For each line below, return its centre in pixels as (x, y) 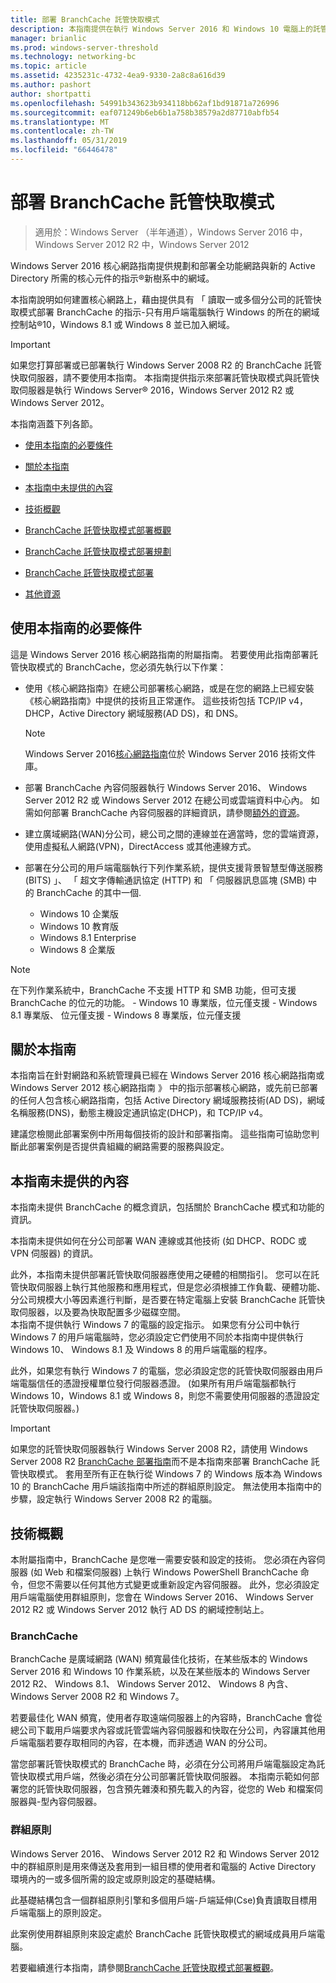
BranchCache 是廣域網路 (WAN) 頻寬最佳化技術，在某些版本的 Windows (159, 1659)
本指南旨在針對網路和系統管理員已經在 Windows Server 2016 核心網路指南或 (167, 1075)
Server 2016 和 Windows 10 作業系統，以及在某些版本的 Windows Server (160, 1672)
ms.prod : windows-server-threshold (84, 47)
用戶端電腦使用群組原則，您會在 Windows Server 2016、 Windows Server (162, 1597)
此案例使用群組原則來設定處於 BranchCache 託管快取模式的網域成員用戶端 (163, 1933)
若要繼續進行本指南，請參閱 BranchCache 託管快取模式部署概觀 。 (145, 1967)
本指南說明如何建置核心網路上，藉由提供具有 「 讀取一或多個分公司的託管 (161, 299)
